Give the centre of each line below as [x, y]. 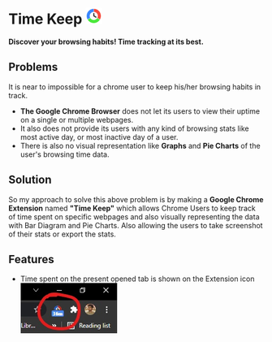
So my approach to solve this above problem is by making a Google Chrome [136, 199]
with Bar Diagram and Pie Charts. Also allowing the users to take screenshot [136, 225]
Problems [33, 67]
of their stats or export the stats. [62, 234]
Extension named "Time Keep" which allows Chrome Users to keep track [132, 208]
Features [31, 259]
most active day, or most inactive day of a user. [99, 136]
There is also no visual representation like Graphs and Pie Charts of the [140, 145]
